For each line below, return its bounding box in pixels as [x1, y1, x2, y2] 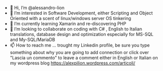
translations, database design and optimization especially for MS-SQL [9, 31, 154, 37]
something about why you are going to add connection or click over [9, 49, 149, 55]
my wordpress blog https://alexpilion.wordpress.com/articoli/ [9, 60, 136, 66]
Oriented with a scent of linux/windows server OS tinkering [9, 15, 131, 21]
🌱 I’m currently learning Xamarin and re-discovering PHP [9, 20, 126, 26]
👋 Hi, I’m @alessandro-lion [9, 5, 65, 10]
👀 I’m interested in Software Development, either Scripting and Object [9, 10, 153, 16]
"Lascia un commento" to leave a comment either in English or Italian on [9, 55, 158, 60]
